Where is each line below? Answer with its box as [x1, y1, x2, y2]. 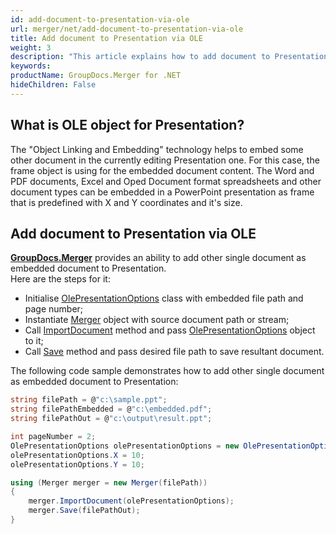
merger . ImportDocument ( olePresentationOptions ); [28, 496, 235, 506]
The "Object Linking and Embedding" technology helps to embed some [10, 143, 304, 155]
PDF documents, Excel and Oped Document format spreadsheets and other [10, 175, 322, 187]
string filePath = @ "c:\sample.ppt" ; [10, 395, 168, 405]
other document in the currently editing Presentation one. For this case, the [10, 154, 320, 166]
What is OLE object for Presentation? [10, 117, 245, 134]
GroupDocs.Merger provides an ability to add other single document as [10, 252, 307, 264]
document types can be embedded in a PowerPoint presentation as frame [10, 186, 315, 198]
